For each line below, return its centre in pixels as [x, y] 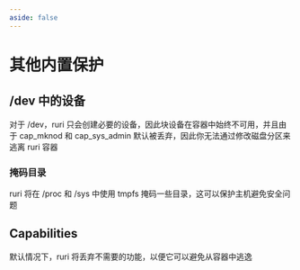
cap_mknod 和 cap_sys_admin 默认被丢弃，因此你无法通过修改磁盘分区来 [155, 135]
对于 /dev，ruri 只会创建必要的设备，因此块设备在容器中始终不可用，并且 [144, 124]
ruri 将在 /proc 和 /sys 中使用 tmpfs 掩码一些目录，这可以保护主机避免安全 [146, 193]
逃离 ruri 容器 [34, 147]
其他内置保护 [57, 65]
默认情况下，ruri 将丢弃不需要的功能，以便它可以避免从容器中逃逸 [131, 256]
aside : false [34, 18]
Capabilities [44, 234]
